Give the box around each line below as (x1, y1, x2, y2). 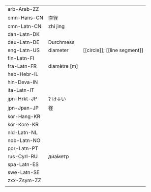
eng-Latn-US (7, 47, 40, 54)
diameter (48, 47, 69, 54)
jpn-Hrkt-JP (7, 95, 37, 102)
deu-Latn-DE (7, 39, 40, 46)
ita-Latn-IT (7, 87, 34, 93)
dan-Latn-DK (7, 31, 40, 37)
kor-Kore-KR (7, 121, 39, 128)
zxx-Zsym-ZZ (7, 177, 41, 184)
